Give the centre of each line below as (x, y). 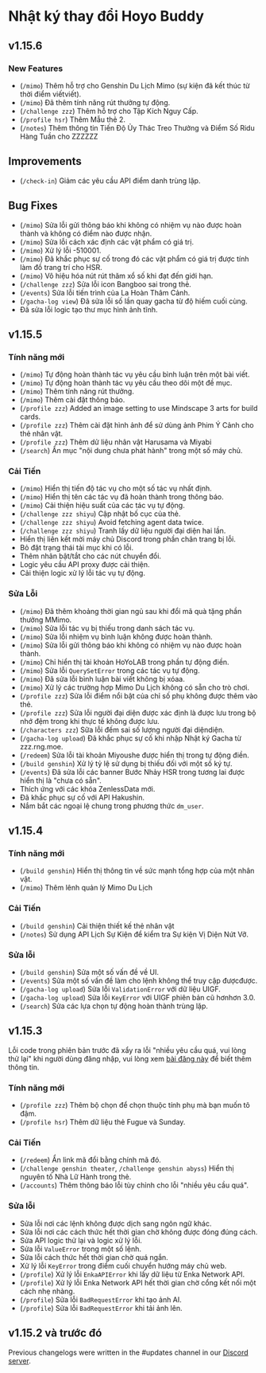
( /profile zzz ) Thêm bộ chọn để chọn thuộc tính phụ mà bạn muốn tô (135, 1105)
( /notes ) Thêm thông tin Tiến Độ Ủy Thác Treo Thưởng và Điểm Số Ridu (137, 127)
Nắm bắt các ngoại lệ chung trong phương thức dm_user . (112, 806)
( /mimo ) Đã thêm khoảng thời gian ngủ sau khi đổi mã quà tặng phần (131, 611)
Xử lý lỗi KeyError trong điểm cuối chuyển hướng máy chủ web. (123, 1265)
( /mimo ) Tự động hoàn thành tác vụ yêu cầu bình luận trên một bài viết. (135, 374)
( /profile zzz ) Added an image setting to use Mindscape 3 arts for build (139, 409)
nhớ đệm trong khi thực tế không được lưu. (90, 721)
